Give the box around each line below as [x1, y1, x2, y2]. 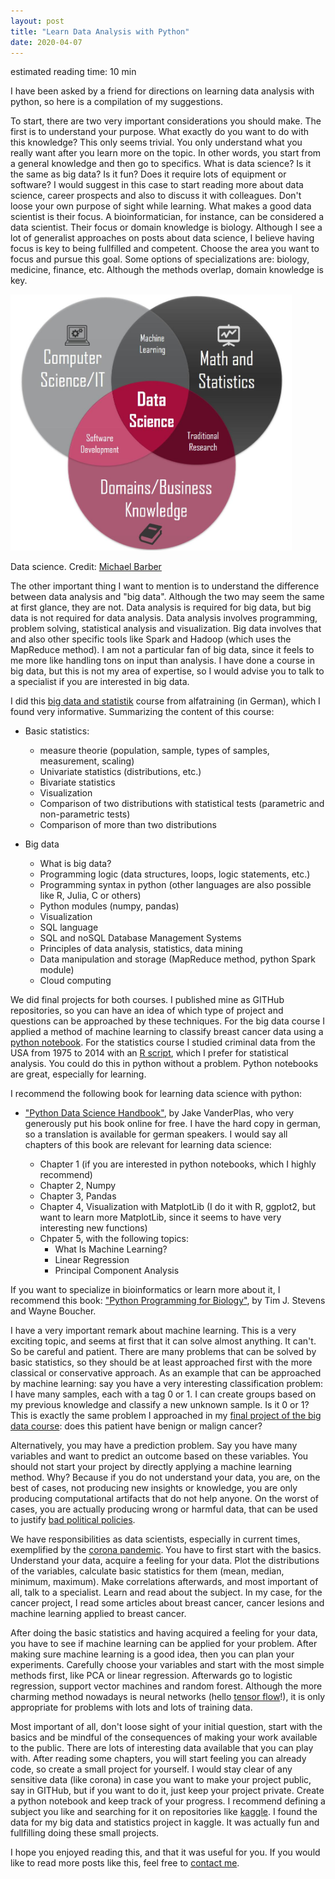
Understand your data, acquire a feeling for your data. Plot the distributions [10, 1555, 320, 1567]
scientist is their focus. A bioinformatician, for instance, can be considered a [10, 211, 325, 223]
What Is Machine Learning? [54, 1243, 168, 1255]
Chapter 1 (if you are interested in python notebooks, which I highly [39, 1158, 317, 1170]
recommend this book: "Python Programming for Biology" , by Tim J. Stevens [10, 1295, 326, 1307]
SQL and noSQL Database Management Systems [39, 932, 242, 944]
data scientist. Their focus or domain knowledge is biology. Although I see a [10, 221, 323, 234]
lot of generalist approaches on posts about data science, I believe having [10, 232, 315, 244]
